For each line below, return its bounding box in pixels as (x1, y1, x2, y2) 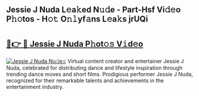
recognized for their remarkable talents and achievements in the (6, 77, 164, 84)
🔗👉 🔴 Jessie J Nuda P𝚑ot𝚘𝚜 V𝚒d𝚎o (6, 39, 143, 49)
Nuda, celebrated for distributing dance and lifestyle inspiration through (6, 64, 183, 71)
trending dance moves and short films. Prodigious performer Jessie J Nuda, (6, 71, 193, 78)
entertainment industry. (6, 83, 64, 90)
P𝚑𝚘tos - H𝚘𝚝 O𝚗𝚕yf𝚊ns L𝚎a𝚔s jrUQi (6, 14, 148, 24)
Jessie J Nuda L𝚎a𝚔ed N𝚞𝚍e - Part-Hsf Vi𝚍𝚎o (6, 5, 181, 15)
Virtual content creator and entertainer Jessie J (68, 58, 184, 64)
